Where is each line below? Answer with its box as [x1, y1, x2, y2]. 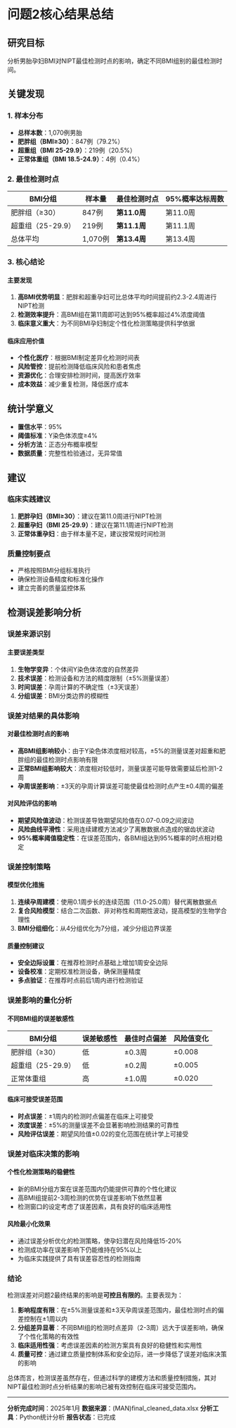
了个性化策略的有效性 [17, 1332, 79, 1341]
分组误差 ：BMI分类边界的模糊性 [17, 691, 110, 700]
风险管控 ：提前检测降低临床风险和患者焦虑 [17, 362, 141, 371]
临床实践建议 [7, 495, 51, 504]
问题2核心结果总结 [7, 6, 114, 23]
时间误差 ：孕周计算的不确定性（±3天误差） [17, 683, 143, 691]
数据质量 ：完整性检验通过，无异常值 [17, 449, 123, 458]
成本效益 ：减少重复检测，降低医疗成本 [17, 380, 129, 388]
